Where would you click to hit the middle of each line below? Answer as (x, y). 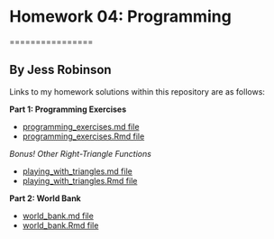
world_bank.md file (58, 216)
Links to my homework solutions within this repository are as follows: (137, 91)
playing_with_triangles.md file (77, 171)
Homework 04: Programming (120, 17)
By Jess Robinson (60, 70)
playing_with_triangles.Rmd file (80, 180)
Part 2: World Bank (45, 198)
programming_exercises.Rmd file (83, 136)
